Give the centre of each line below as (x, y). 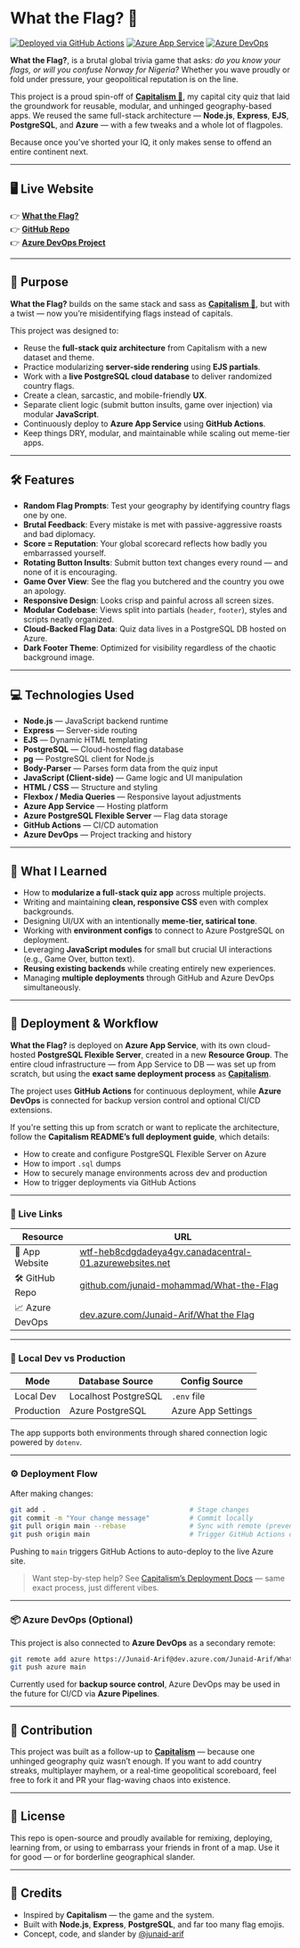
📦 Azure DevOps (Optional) (72, 1620)
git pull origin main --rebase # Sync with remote (136, 1526)
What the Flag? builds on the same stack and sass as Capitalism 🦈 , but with (150, 303)
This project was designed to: (65, 330)
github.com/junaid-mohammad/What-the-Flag (179, 1285)
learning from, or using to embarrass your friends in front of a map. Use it (145, 1847)
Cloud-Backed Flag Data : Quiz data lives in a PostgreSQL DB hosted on (155, 629)
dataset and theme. (58, 357)
